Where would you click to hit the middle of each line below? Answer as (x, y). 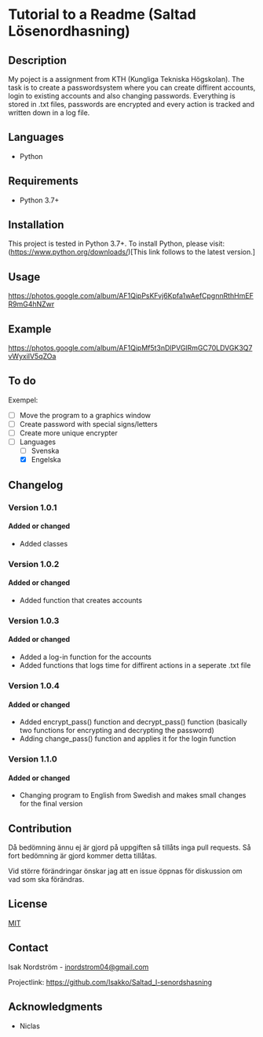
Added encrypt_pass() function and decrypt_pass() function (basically (133, 722)
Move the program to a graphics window (85, 415)
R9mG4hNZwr (31, 304)
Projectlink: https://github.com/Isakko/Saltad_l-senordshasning (110, 982)
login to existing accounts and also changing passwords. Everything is (122, 96)
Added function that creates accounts (81, 600)
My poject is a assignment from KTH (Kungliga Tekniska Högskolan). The (126, 79)
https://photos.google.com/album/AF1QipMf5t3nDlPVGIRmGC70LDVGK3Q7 (130, 348)
